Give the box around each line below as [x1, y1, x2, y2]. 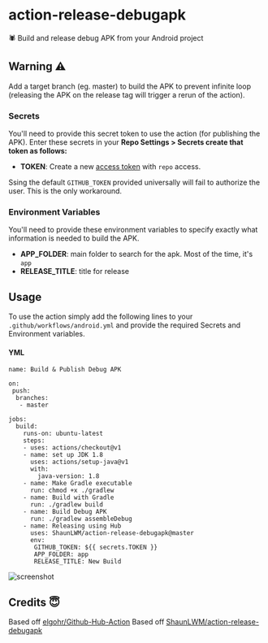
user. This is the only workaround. [8, 186, 123, 196]
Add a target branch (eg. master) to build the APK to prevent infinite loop [8, 81, 252, 91]
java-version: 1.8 [37, 472, 100, 480]
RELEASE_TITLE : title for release [19, 267, 130, 276]
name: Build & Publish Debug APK [8, 366, 122, 374]
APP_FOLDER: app [33, 550, 89, 558]
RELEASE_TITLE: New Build [33, 558, 122, 566]
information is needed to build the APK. [8, 233, 140, 243]
